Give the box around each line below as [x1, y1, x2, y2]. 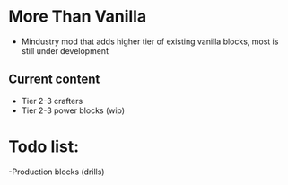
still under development [21, 45, 109, 56]
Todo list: [8, 137, 80, 156]
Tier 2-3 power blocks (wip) [21, 105, 126, 116]
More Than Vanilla [8, 6, 147, 27]
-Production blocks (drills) [8, 166, 105, 177]
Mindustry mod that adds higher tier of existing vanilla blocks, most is [21, 36, 279, 47]
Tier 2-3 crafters [21, 95, 83, 106]
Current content [8, 72, 100, 87]
